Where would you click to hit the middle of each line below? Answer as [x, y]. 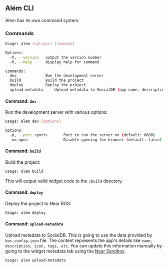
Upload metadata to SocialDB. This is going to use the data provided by [79, 235]
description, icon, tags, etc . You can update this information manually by [84, 246]
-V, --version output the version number [55, 57]
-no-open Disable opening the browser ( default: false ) [86, 140]
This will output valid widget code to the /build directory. [64, 181]
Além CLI [19, 8]
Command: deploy [24, 192]
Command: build [23, 151]
